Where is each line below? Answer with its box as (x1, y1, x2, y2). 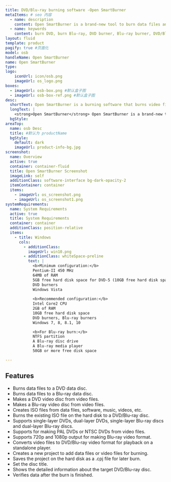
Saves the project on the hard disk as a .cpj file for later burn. (12, 456, 141, 462)
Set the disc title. (12, 461, 48, 467)
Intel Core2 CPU (32, 301, 67, 306)
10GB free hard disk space (32, 310, 90, 316)
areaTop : (5, 121, 24, 126)
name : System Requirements (10, 206, 67, 211)
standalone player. (12, 444, 52, 451)
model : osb (5, 50, 28, 55)
